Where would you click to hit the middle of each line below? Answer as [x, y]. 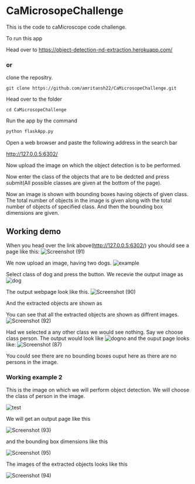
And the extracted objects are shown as [54, 303]
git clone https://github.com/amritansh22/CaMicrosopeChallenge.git [91, 88]
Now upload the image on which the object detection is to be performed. [94, 166]
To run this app [24, 38]
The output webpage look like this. [48, 291]
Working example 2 [34, 377]
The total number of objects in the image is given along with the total [89, 201]
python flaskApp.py [30, 132]
